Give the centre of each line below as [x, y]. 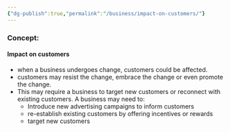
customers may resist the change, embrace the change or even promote [120, 77]
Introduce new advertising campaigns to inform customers [111, 106]
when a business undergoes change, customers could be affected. [112, 69]
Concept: [23, 37]
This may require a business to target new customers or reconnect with [119, 91]
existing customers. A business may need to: [81, 99]
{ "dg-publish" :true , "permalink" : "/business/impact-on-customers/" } [106, 13]
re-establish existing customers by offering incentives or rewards [120, 113]
